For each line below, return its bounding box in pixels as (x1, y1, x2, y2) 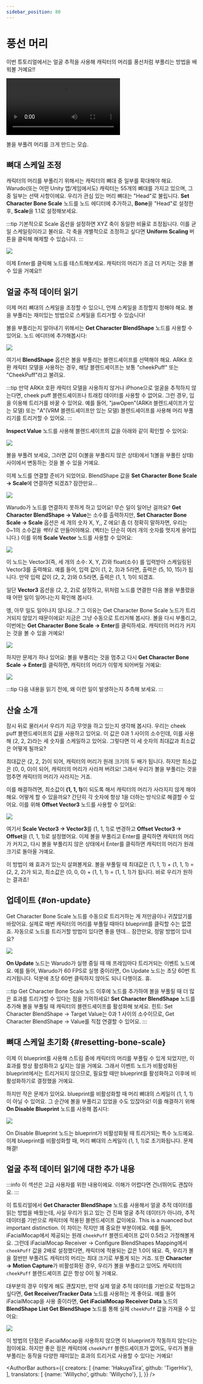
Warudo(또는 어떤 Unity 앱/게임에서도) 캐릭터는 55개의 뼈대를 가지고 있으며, (6, 185, 187, 192)
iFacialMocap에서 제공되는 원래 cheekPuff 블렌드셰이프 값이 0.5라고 (6, 1232, 168, 1239)
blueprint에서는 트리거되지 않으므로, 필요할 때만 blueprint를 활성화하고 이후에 (6, 1070, 190, 1077)
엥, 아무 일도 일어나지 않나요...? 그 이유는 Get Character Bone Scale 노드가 (6, 607, 185, 614)
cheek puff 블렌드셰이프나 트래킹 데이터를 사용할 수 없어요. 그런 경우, (24, 392, 188, 399)
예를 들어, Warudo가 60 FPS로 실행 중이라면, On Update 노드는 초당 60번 (14, 967, 190, 974)
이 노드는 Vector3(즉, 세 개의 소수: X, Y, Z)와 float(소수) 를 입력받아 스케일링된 (6, 558, 192, 566)
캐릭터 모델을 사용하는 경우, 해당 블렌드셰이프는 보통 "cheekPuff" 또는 (12, 364, 179, 371)
